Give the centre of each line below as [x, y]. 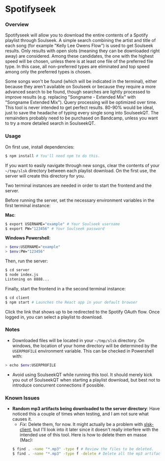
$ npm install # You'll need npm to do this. [52, 156]
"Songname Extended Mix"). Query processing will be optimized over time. [81, 103]
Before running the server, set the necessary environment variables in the [80, 200]
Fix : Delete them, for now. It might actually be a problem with [81, 424]
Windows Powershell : [28, 238]
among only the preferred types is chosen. [49, 72]
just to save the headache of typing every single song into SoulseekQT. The [82, 113]
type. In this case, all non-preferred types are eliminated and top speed [77, 67]
